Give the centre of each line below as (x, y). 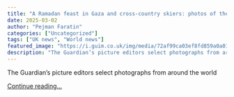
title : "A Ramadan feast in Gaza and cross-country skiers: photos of (112, 14)
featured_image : (31, 46)
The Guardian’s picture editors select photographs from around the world (112, 72)
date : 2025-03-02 (32, 20)
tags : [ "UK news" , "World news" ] (56, 40)
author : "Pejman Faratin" (45, 27)
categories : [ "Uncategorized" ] (53, 33)
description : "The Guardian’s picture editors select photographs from (113, 53)
